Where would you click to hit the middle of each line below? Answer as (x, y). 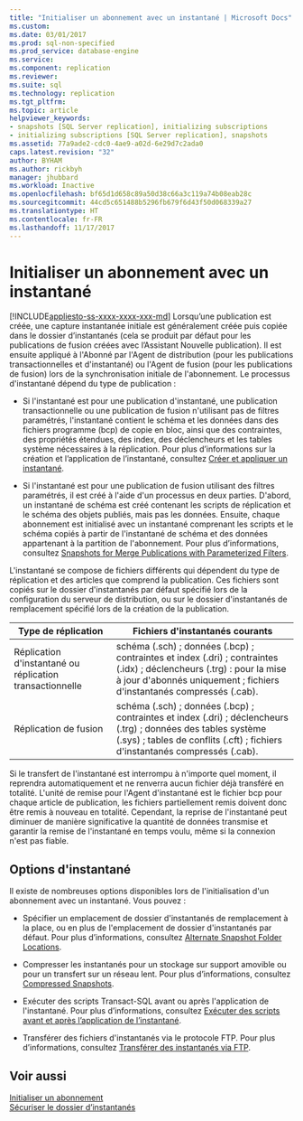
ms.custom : (30, 26)
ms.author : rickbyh (46, 169)
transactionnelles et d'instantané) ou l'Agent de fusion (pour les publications (151, 364)
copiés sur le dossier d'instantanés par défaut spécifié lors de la (129, 590)
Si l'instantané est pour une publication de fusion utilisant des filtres (148, 486)
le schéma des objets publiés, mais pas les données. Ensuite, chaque (151, 515)
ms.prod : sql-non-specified (62, 43)
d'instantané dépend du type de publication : (93, 384)
